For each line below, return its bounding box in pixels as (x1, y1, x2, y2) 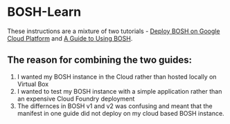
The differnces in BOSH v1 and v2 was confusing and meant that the (17, 101, 213, 110)
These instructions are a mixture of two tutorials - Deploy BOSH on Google (7, 27, 220, 35)
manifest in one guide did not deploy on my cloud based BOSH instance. (17, 109, 224, 117)
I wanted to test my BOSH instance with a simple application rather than (17, 87, 222, 95)
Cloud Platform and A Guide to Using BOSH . (7, 34, 133, 42)
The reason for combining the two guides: (7, 54, 193, 66)
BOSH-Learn (7, 4, 82, 20)
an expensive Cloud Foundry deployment (17, 94, 135, 103)
